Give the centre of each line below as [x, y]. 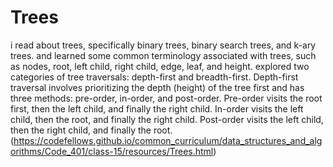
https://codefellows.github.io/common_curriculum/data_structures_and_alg [168, 140]
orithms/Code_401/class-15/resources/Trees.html [112, 151]
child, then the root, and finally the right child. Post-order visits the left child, [167, 119]
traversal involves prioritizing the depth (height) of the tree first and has [157, 87]
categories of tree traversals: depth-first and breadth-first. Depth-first [154, 77]
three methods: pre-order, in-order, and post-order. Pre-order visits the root [166, 98]
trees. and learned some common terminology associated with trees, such [163, 55]
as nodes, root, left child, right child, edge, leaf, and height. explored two [160, 66]
